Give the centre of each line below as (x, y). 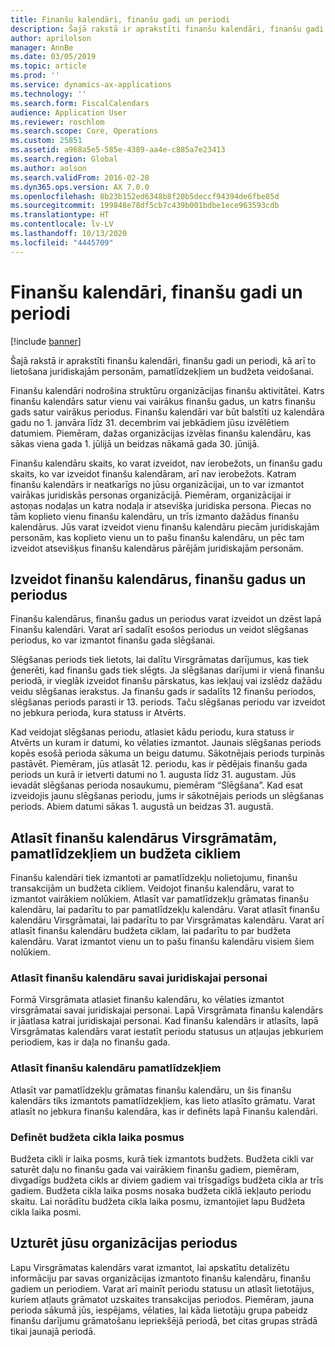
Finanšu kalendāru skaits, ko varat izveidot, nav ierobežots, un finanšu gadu (166, 463)
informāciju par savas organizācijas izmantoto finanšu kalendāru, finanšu (161, 1278)
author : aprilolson (51, 38)
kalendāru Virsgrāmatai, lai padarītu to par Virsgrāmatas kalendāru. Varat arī (167, 920)
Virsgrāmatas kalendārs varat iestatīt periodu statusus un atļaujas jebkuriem (167, 1032)
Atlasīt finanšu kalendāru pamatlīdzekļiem (116, 1068)
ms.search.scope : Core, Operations (84, 131)
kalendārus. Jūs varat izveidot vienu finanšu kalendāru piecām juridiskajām (165, 527)
